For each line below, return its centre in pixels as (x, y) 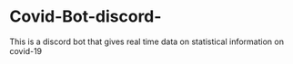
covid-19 (26, 50)
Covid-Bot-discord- (86, 17)
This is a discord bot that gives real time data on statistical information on (147, 41)
